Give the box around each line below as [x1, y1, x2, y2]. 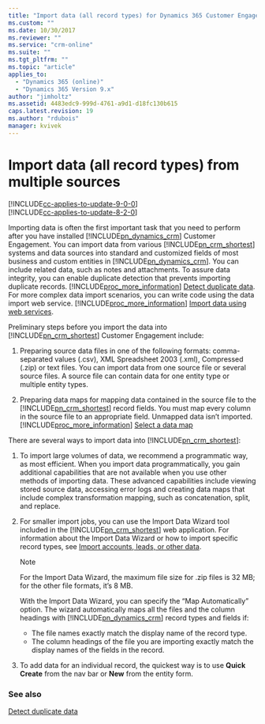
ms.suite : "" [8, 48, 51, 56]
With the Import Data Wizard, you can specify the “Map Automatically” [19, 596, 249, 605]
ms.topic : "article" [8, 63, 77, 71]
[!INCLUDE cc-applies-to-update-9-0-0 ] [8, 199, 138, 208]
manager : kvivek [8, 122, 62, 130]
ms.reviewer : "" [8, 33, 62, 42]
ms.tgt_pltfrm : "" [8, 56, 69, 64]
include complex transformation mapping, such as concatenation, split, [19, 492, 251, 502]
